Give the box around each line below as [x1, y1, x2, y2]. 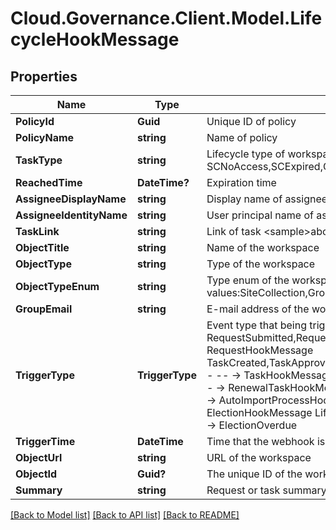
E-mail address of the [206, 302, 310, 316]
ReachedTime [15, 176, 83, 189]
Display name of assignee [206, 192, 328, 206]
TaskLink [15, 225, 60, 238]
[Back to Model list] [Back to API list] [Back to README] [10, 509, 240, 521]
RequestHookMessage [206, 343, 314, 357]
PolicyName [15, 131, 75, 144]
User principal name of [206, 208, 314, 222]
